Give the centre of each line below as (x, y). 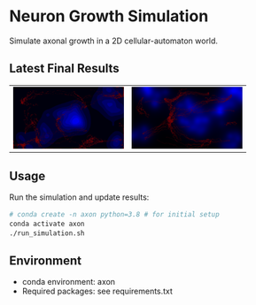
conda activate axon (47, 224)
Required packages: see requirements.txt (97, 291)
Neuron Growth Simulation (109, 16)
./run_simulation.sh (47, 233)
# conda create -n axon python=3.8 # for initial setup (114, 215)
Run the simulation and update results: (79, 197)
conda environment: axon (69, 282)
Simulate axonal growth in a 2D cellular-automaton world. (114, 41)
